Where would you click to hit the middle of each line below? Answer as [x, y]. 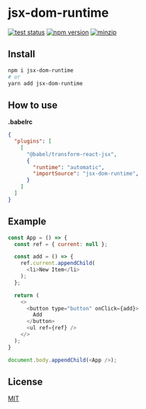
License [25, 381]
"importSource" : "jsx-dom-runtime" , [86, 174]
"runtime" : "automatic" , [69, 167]
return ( [27, 295]
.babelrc [21, 122]
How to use [33, 105]
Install [22, 54]
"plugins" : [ [33, 141]
